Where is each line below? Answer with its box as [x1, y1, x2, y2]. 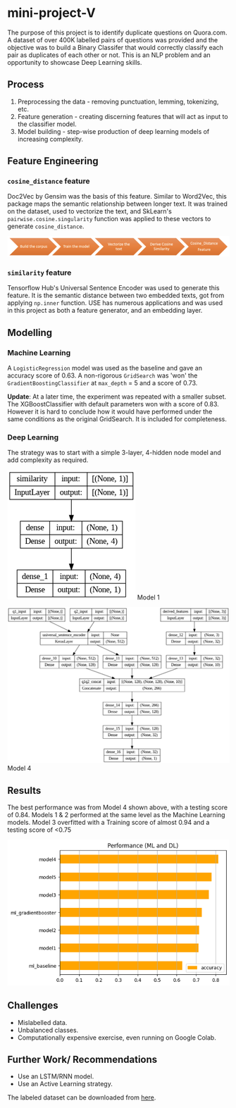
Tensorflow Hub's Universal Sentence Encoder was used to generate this [7, 284, 220, 292]
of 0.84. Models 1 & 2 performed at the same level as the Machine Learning [7, 811, 225, 819]
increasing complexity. [17, 135, 83, 143]
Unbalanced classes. [17, 1026, 79, 1034]
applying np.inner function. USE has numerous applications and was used [7, 299, 223, 307]
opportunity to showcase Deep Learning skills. [7, 58, 142, 66]
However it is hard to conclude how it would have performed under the [7, 407, 213, 416]
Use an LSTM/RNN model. [17, 1072, 94, 1081]
